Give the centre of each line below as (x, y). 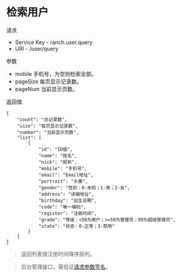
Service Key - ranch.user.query (54, 42)
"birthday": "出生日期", (68, 200)
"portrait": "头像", (63, 181)
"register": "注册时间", (68, 213)
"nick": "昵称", (58, 162)
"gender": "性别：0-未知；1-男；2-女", (84, 187)
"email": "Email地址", (66, 175)
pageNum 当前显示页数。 (46, 89)
